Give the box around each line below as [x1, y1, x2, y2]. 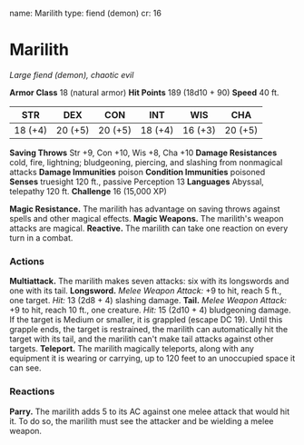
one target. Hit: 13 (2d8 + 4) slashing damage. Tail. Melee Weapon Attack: [9, 295, 288, 306]
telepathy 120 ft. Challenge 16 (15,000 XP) [9, 185, 168, 196]
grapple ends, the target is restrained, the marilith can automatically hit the [9, 324, 289, 335]
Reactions [9, 385, 55, 398]
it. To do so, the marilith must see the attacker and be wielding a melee [9, 415, 274, 426]
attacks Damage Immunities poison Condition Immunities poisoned [9, 166, 266, 177]
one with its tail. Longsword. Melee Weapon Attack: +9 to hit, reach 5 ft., [9, 285, 282, 296]
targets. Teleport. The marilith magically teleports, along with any [9, 343, 254, 354]
